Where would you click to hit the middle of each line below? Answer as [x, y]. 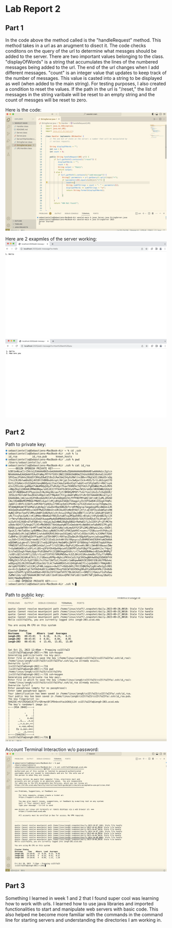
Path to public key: [25, 595]
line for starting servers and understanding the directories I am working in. [84, 920]
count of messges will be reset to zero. [46, 100]
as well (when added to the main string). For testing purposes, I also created [86, 83]
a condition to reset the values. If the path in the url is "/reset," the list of [81, 89]
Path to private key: [26, 445]
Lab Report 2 [33, 9]
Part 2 [15, 432]
